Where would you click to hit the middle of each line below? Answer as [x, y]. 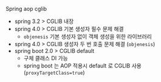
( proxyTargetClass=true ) [54, 73]
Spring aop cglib [26, 9]
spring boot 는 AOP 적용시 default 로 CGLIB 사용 [83, 66]
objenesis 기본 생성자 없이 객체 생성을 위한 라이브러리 [88, 36]
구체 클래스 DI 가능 [46, 58]
